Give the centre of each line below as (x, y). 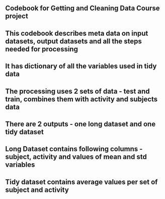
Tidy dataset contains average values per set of (81, 182)
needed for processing (42, 49)
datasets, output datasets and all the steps (73, 41)
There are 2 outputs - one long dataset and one (80, 124)
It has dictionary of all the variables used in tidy (81, 66)
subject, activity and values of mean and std (76, 157)
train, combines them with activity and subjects (81, 99)
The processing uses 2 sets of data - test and (77, 91)
